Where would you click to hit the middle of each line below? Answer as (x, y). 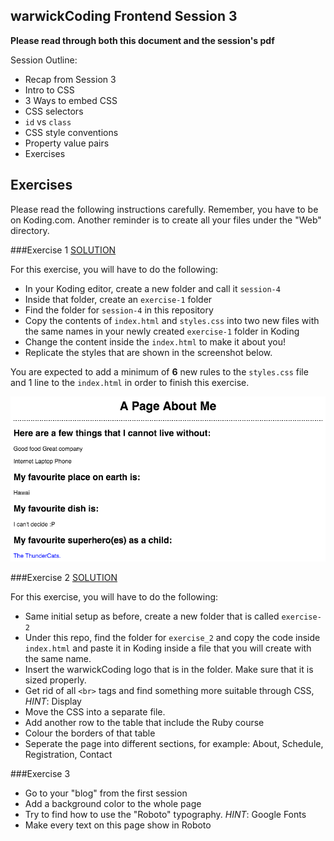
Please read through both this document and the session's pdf (142, 40)
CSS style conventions (71, 132)
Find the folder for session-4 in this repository (119, 310)
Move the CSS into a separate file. (95, 711)
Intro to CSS (49, 90)
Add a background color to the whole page (113, 803)
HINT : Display (53, 701)
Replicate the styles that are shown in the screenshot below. (148, 352)
